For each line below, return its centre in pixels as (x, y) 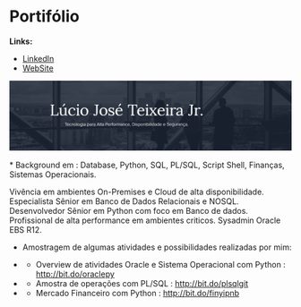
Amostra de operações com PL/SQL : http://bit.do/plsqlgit (142, 284)
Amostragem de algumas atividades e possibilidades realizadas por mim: (157, 247)
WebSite (38, 68)
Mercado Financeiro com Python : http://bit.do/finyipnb (138, 294)
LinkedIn (38, 58)
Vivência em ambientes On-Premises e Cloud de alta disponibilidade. (137, 192)
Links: (21, 41)
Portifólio (44, 17)
